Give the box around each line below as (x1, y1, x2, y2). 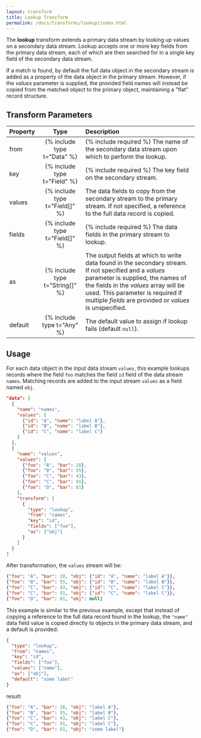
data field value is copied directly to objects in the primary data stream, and (6, 619, 193, 626)
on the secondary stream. (85, 174, 158, 182)
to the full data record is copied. (85, 209, 175, 218)
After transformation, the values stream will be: (6, 562, 122, 569)
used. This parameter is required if (85, 288, 182, 297)
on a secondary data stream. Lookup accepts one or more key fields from (6, 42, 188, 50)
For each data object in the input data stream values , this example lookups (6, 365, 190, 372)
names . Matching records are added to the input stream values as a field (6, 378, 182, 384)
